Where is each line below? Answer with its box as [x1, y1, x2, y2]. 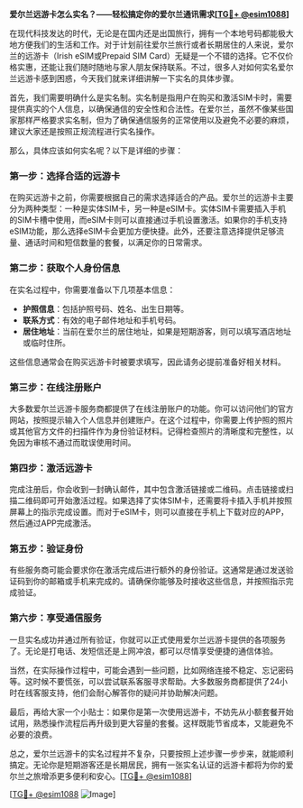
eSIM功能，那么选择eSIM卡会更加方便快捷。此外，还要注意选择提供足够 [9, 225, 277, 237]
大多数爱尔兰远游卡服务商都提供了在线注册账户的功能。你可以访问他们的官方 [9, 403, 294, 414]
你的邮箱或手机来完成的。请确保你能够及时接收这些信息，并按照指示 [32, 576, 286, 587]
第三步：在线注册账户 [9, 381, 102, 393]
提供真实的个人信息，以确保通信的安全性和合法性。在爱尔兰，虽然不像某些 [9, 104, 286, 114]
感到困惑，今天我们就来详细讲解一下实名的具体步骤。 [40, 73, 239, 84]
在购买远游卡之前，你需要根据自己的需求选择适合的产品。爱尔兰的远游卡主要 [9, 192, 294, 203]
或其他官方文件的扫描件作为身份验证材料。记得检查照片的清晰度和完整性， [9, 426, 286, 436]
